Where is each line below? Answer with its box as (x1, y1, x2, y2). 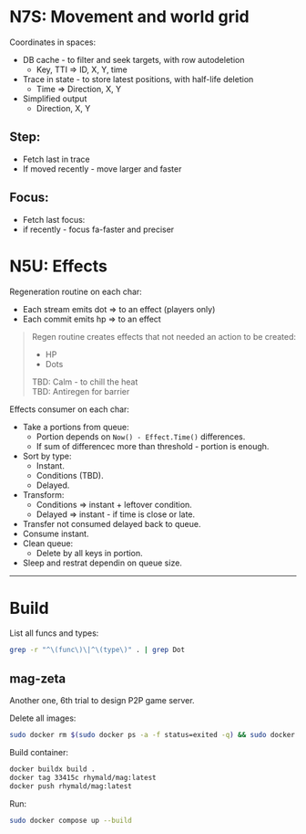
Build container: (9, 747, 69, 757)
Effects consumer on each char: (9, 404, 130, 415)
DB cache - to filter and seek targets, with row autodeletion (22, 54, 245, 65)
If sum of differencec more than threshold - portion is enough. (36, 440, 270, 451)
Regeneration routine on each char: (9, 286, 143, 297)
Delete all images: (9, 713, 76, 723)
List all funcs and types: (9, 628, 99, 639)
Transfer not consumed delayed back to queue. (22, 518, 201, 529)
